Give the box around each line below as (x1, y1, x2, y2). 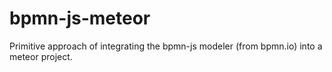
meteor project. (9, 50, 73, 62)
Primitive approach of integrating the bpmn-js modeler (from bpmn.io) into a (9, 40, 323, 52)
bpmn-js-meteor (9, 7, 151, 30)
